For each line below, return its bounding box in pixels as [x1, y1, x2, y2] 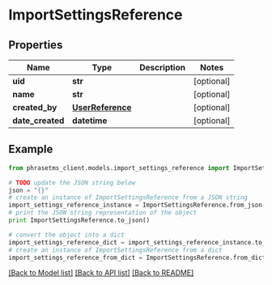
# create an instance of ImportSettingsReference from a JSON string [8, 194, 249, 202]
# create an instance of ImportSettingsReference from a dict [8, 245, 223, 254]
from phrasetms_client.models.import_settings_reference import [8, 164, 230, 172]
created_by [12, 102, 57, 113]
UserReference [72, 102, 132, 113]
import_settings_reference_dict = [8, 238, 125, 246]
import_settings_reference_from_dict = [8, 253, 143, 262]
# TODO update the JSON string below [8, 178, 136, 187]
